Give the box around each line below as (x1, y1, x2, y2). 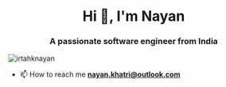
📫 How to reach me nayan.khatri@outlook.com (19, 69, 181, 79)
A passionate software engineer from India (49, 36, 219, 47)
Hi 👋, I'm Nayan (82, 7, 185, 26)
